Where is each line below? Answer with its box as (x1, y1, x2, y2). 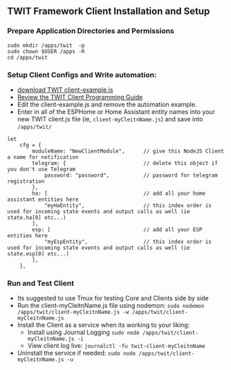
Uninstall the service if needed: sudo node (17, 349, 136, 358)
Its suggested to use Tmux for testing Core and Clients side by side (17, 294, 209, 302)
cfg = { (19, 142, 41, 148)
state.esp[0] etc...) (7, 250, 70, 257)
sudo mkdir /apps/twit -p (7, 41, 85, 49)
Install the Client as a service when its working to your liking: (17, 321, 190, 329)
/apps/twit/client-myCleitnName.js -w (17, 309, 129, 316)
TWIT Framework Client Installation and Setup (7, 6, 210, 17)
